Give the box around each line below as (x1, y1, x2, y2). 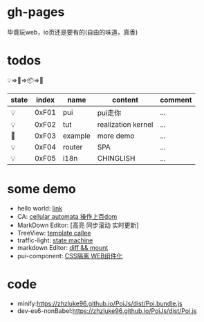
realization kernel (97, 119, 154, 129)
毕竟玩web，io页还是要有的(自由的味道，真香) (7, 28, 138, 36)
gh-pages (7, 4, 65, 20)
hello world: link (17, 204, 63, 212)
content (111, 95, 139, 105)
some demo (7, 181, 76, 197)
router (62, 142, 83, 152)
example (62, 131, 91, 141)
